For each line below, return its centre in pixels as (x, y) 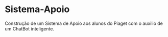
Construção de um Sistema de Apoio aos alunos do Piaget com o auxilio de (84, 23)
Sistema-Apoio (37, 9)
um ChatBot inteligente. (30, 28)
